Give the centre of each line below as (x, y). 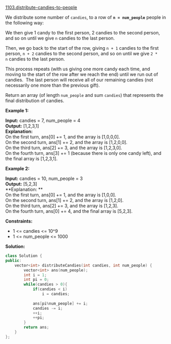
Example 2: (17, 168)
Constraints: (19, 221)
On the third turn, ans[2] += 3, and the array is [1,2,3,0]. (64, 148)
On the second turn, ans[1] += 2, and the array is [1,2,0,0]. (67, 142)
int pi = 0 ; (37, 280)
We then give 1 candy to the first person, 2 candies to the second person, (83, 33)
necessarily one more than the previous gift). (52, 85)
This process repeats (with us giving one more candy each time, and (78, 69)
